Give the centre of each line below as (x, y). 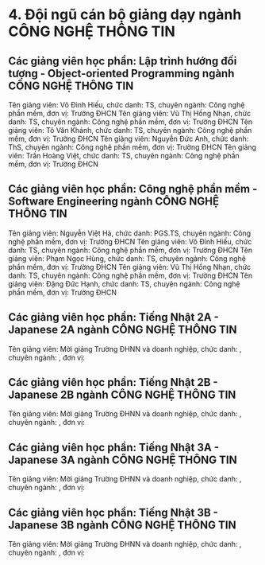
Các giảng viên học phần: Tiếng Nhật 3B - (113, 512)
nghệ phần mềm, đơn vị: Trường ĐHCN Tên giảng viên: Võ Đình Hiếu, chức (130, 241)
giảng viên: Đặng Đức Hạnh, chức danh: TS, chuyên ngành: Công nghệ (124, 283)
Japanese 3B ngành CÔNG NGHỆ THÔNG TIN (122, 525)
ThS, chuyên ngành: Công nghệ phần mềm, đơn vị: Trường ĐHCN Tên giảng (132, 147)
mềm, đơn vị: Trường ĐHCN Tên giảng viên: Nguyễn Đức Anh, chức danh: (129, 138)
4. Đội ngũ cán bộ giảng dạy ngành (125, 15)
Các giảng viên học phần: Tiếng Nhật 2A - (114, 317)
